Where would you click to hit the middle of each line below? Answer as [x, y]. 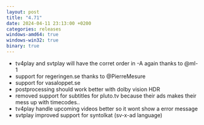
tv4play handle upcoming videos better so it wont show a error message [107, 109]
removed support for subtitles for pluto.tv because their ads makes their [106, 96]
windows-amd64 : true [33, 35]
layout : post [23, 12]
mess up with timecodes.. [48, 102]
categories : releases [34, 29]
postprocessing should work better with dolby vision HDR [88, 89]
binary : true [23, 46]
